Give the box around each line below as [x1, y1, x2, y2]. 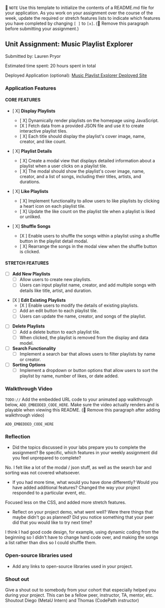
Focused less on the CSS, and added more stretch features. [5, 500, 127, 506]
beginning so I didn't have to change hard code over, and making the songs [5, 534, 159, 540]
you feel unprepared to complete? [12, 455, 81, 461]
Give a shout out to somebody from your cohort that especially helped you [5, 587, 156, 593]
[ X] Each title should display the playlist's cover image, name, [19, 133, 146, 139]
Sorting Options [12, 362, 46, 368]
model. [19, 340, 34, 346]
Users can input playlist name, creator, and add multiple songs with [19, 282, 156, 288]
